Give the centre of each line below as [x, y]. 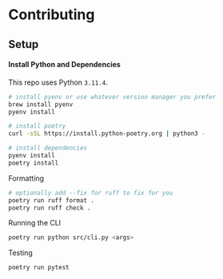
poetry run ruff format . [51, 200]
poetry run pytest [39, 268]
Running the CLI [35, 223]
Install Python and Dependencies [65, 65]
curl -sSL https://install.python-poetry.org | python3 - [107, 134]
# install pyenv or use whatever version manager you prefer [112, 97]
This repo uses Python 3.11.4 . [58, 82]
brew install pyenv [41, 104]
